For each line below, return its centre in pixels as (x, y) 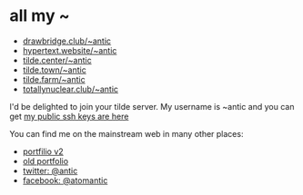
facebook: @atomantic (65, 180)
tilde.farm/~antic (54, 79)
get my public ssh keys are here (69, 116)
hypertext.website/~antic (70, 50)
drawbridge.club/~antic (67, 41)
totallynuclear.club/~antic (71, 89)
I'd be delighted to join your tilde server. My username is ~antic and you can (152, 106)
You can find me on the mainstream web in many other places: (126, 133)
